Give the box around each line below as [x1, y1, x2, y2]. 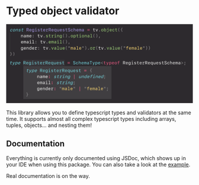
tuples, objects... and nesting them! [6, 122, 92, 129]
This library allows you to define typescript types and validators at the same [6, 109, 191, 116]
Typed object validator [6, 4, 120, 18]
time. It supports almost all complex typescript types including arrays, [6, 116, 176, 123]
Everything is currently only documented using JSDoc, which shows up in [6, 154, 187, 161]
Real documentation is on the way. [6, 172, 90, 179]
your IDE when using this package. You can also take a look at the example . [6, 161, 191, 168]
